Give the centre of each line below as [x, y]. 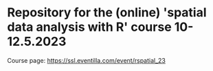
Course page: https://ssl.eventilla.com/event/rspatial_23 [87, 60]
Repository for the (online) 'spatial [107, 13]
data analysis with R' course [89, 27]
